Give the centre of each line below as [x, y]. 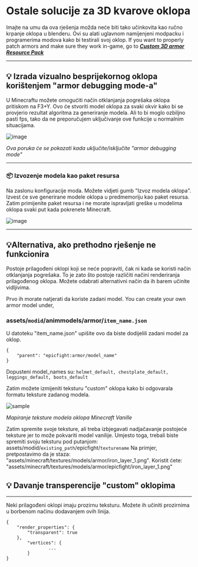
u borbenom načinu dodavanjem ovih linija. [58, 511]
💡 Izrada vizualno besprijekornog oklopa [82, 77]
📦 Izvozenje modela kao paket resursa [63, 176]
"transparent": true [52, 532]
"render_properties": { [46, 527]
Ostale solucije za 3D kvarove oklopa [98, 11]
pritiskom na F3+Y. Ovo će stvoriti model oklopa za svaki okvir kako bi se [95, 106]
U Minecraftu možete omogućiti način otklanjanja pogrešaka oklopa [88, 100]
